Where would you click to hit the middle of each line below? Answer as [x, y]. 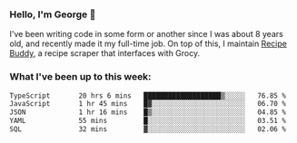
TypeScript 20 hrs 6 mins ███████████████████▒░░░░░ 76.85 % [148, 95]
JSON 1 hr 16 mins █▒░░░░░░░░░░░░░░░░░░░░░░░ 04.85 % [148, 112]
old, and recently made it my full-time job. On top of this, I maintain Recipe [148, 43]
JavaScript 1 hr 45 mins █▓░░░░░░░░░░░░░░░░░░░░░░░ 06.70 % [148, 104]
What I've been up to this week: [80, 77]
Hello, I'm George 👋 [53, 14]
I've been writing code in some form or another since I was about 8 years [146, 34]
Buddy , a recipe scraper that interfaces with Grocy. [105, 53]
